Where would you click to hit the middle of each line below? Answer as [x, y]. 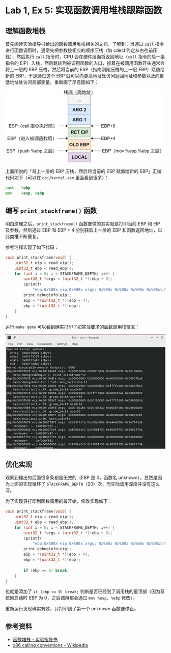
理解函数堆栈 [25, 31]
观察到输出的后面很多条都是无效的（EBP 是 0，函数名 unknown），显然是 [81, 478]
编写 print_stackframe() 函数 [51, 210]
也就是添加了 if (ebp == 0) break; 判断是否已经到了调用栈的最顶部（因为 [83, 591]
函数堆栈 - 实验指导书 [35, 640]
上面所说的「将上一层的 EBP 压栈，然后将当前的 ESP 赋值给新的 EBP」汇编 [83, 172]
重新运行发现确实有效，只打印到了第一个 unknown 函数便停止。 [72, 609]
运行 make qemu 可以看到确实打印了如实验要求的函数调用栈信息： [73, 327]
